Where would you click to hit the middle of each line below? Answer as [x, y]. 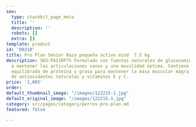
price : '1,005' [24, 83]
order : [14, 88]
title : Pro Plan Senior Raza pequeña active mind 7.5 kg [78, 55]
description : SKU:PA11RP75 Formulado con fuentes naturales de [85, 60]
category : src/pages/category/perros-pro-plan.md [68, 104]
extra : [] [23, 39]
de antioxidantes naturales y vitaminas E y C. [70, 77]
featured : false [26, 109]
